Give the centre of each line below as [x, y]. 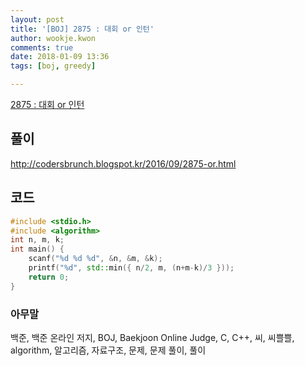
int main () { [37, 249]
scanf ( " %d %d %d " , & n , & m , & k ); [95, 259]
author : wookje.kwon [53, 38]
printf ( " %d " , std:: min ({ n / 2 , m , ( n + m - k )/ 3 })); [131, 268]
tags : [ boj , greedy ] [53, 66]
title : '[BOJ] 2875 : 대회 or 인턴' [82, 29]
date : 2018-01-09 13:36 [60, 57]
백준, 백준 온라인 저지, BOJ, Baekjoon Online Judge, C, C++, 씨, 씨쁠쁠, [152, 337]
